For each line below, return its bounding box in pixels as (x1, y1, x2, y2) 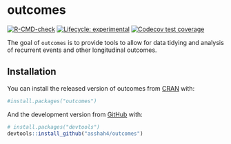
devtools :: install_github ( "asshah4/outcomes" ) (7, 130, 143, 137)
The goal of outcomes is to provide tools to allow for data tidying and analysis (7, 38, 224, 46)
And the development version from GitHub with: (7, 110, 143, 118)
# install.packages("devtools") (7, 123, 100, 130)
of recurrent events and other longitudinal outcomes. (7, 46, 157, 54)
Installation (7, 66, 57, 78)
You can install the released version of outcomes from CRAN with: (7, 84, 195, 92)
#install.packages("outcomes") (7, 98, 97, 105)
